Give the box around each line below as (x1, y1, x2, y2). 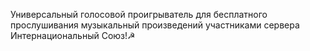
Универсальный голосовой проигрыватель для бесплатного (10, 9, 268, 20)
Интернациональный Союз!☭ (10, 30, 136, 41)
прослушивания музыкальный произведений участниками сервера (10, 19, 300, 31)
